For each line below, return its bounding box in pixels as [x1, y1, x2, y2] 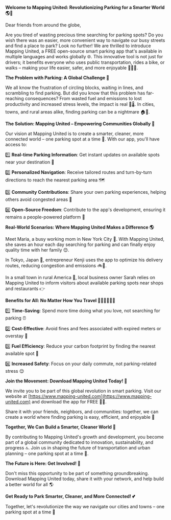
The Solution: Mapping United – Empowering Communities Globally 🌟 [5, 121, 155, 127]
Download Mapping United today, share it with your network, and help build [5, 476, 164, 482]
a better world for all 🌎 [5, 482, 54, 487]
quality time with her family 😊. [5, 247, 70, 253]
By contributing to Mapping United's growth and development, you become [5, 434, 164, 440]
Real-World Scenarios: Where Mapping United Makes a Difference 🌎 [5, 224, 154, 230]
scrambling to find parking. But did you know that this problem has [5, 90, 145, 96]
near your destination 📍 [5, 159, 55, 165]
